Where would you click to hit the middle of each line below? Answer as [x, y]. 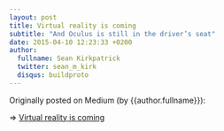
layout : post [33, 17]
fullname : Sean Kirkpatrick [69, 58]
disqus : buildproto [53, 75]
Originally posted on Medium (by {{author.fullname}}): [108, 100]
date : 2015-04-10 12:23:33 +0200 [71, 42]
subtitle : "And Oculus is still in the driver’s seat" [112, 34]
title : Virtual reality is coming [73, 26]
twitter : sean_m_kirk [57, 67]
